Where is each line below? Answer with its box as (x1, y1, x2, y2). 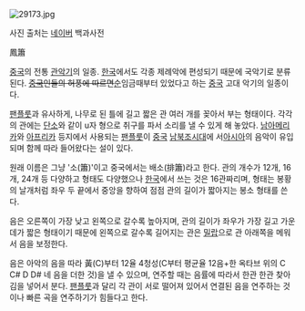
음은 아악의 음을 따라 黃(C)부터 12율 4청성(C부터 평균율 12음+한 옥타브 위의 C (9, 258, 286, 268)
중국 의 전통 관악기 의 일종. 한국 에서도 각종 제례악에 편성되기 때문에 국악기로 (9, 67, 275, 77)
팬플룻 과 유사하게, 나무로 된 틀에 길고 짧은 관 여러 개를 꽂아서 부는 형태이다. (9, 109, 276, 119)
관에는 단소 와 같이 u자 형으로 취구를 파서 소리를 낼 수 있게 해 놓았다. (18, 119, 259, 130)
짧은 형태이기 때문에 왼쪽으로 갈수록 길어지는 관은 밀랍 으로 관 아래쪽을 (25, 227, 275, 237)
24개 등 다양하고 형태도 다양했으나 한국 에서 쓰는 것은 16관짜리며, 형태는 (21, 173, 275, 184)
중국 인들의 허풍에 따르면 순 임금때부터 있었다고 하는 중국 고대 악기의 (28, 78, 265, 88)
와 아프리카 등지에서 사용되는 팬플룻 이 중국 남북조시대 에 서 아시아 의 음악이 (16, 131, 278, 141)
